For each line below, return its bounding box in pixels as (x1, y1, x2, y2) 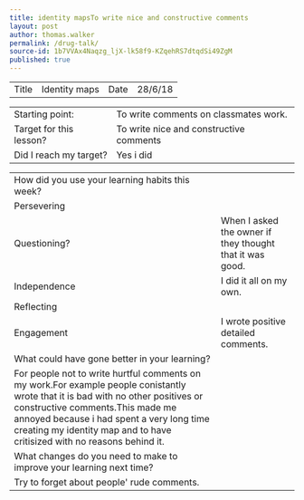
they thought (220, 237, 276, 249)
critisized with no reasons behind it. (14, 436, 165, 447)
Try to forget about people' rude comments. (14, 476, 200, 488)
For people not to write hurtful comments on (14, 368, 202, 380)
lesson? (14, 134, 47, 146)
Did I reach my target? (14, 149, 108, 161)
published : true (9, 55, 71, 64)
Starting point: (14, 108, 74, 120)
